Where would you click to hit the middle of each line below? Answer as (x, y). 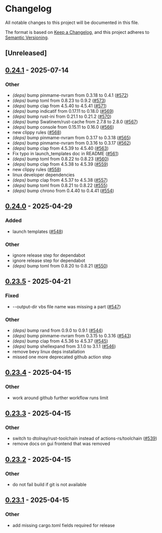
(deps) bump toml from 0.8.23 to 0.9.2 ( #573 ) (59, 101)
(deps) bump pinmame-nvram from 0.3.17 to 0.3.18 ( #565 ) (72, 138)
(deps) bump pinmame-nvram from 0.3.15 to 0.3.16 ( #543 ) (72, 335)
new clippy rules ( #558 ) (37, 170)
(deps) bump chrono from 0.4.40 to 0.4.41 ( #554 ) (63, 191)
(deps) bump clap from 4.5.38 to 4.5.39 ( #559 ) (60, 164)
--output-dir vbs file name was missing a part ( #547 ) (67, 306)
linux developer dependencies (43, 175)
